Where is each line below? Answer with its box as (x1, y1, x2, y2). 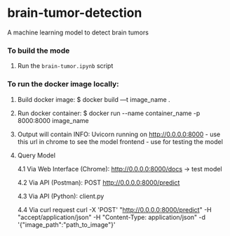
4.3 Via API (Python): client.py (17, 192, 104, 200)
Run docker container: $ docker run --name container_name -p (17, 109, 201, 117)
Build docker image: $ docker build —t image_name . (17, 95, 170, 103)
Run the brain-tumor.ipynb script (17, 62, 114, 70)
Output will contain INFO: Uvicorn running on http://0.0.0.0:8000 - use (17, 130, 221, 138)
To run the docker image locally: (7, 79, 119, 89)
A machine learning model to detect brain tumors (7, 28, 149, 37)
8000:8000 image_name (17, 116, 89, 124)
